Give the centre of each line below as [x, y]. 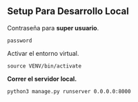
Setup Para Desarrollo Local [68, 11]
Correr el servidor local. [42, 79]
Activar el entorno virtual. [43, 53]
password [20, 41]
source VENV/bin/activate [44, 66]
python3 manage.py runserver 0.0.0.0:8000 [69, 91]
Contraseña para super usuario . [53, 28]
